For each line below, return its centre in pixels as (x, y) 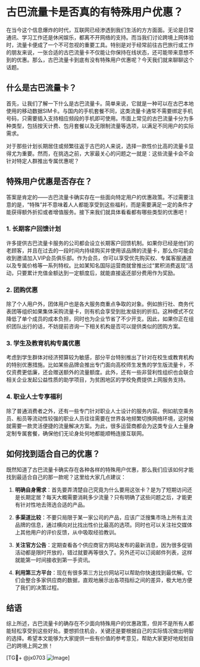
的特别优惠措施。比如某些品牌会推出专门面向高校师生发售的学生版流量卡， (97, 365)
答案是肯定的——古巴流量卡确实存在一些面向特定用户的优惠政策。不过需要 (97, 197)
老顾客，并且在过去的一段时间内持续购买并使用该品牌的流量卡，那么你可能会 (100, 250)
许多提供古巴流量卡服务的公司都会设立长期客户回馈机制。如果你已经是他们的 (100, 243)
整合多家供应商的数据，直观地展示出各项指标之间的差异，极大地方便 (109, 580)
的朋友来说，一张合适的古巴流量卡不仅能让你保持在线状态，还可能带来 (92, 52)
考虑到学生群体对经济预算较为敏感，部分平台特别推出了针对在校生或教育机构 (100, 357)
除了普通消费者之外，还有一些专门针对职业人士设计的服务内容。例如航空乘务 (100, 411)
